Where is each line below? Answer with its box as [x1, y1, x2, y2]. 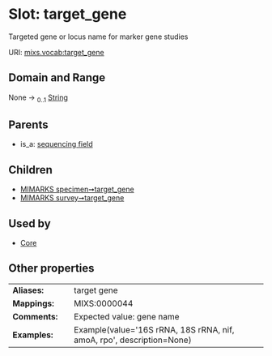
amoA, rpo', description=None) [74, 334, 192, 345]
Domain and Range [8, 71, 106, 85]
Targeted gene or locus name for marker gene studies [8, 32, 189, 41]
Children [8, 163, 53, 177]
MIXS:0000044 [74, 298, 134, 309]
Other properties [8, 261, 95, 276]
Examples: [12, 329, 54, 341]
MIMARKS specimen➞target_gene [19, 184, 135, 195]
